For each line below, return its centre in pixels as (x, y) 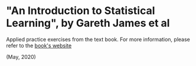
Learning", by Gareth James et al (88, 23)
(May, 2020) (21, 57)
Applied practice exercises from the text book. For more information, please (98, 39)
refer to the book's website (39, 46)
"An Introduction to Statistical (81, 11)
